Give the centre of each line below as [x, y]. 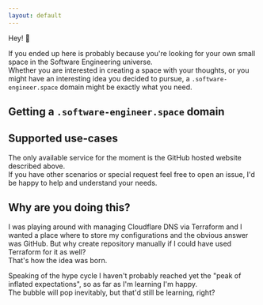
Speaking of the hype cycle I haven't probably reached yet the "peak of [125, 275]
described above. [37, 166]
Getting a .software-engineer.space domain [116, 112]
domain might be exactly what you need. [126, 87]
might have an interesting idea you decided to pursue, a [99, 78]
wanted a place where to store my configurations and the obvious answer [128, 235]
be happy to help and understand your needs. [83, 183]
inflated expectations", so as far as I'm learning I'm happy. [103, 284]
